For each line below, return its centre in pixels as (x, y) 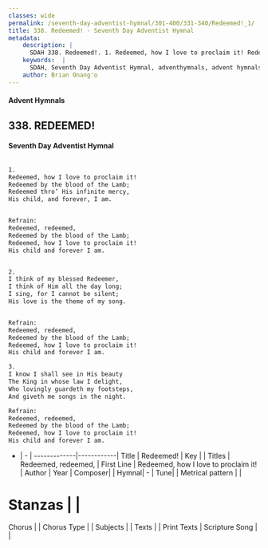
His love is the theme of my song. (67, 302)
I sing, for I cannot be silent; (64, 294)
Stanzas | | (45, 505)
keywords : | (44, 61)
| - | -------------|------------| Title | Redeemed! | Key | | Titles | (125, 456)
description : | (48, 45)
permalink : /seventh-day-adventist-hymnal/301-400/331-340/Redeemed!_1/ (132, 23)
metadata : (25, 38)
